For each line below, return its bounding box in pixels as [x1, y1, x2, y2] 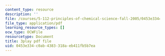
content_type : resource [5, 7, 54, 12]
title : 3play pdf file [5, 39, 52, 44]
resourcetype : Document [5, 35, 54, 39]
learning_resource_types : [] [5, 25, 65, 30]
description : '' [5, 12, 38, 17]
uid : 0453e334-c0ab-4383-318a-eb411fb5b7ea [5, 43, 96, 48]
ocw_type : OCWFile [5, 30, 43, 35]
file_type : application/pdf [5, 20, 63, 26]
